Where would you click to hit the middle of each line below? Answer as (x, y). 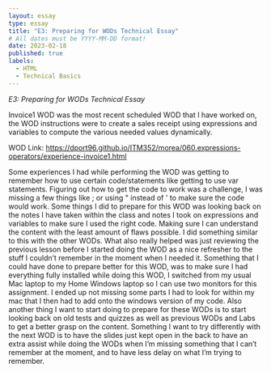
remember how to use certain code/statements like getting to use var (123, 180)
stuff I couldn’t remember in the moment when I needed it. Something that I (133, 258)
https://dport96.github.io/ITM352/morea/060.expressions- (143, 147)
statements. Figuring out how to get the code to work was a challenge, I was (135, 189)
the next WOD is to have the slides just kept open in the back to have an (128, 335)
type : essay (28, 23)
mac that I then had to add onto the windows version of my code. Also (125, 301)
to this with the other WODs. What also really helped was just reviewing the (133, 240)
